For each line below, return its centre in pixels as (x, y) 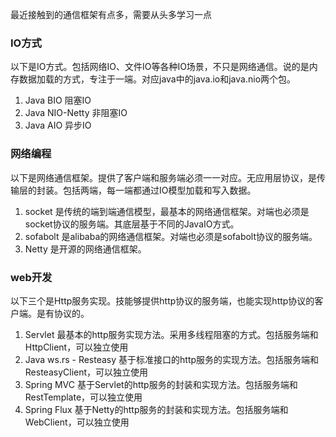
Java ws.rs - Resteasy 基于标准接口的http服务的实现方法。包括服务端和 (172, 359)
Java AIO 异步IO (58, 125)
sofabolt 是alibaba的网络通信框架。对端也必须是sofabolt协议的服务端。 (171, 236)
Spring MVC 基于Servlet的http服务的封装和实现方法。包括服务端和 (161, 384)
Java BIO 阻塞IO (58, 100)
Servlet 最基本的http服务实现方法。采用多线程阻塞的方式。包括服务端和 (171, 334)
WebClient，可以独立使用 (77, 422)
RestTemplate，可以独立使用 (83, 397)
